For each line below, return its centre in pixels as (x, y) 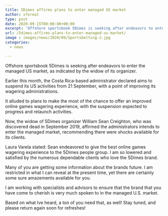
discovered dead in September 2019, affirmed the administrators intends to (82, 126)
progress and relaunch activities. (39, 111)
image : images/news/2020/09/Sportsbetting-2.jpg (58, 38)
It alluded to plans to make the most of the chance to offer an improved (78, 101)
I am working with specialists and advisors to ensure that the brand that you (83, 187)
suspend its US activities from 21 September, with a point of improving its (80, 86)
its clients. (16, 137)
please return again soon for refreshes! (45, 207)
